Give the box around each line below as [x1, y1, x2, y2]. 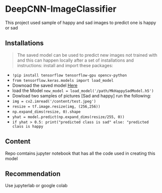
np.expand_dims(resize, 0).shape [12, 109, 81, 114]
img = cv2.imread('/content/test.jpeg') [12, 99, 96, 104]
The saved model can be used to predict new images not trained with [17, 52, 158, 58]
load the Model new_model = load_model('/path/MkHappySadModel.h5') [12, 87, 154, 94]
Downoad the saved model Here [12, 82, 78, 88]
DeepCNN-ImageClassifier [5, 3, 117, 15]
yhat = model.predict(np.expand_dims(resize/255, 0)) [12, 114, 125, 120]
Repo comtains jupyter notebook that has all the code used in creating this [5, 150, 156, 156]
